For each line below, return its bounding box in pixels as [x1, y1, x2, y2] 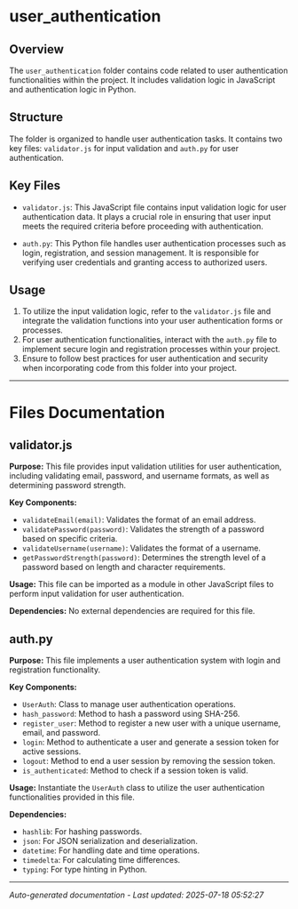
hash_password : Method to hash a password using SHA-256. [21, 709, 240, 720]
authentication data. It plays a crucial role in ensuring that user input [21, 211, 271, 221]
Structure [9, 109, 64, 125]
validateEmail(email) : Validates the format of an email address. [21, 514, 256, 526]
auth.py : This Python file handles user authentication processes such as [21, 237, 286, 248]
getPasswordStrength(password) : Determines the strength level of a [21, 552, 266, 563]
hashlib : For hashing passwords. [21, 826, 143, 837]
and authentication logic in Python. [9, 84, 137, 94]
